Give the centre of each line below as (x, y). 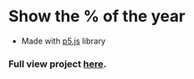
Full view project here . (58, 64)
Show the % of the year (97, 16)
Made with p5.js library (63, 41)
